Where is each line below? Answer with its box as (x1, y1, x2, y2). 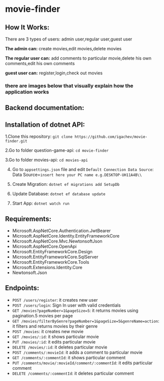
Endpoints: (5, 284, 39, 292)
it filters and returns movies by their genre (12, 323, 98, 329)
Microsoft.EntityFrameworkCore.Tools (12, 259, 90, 265)
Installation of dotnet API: (5, 120, 85, 129)
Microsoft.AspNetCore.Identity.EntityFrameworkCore (12, 233, 120, 239)
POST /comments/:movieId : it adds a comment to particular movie (12, 349, 143, 355)
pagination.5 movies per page (12, 312, 73, 318)
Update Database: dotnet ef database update (12, 191, 106, 197)
